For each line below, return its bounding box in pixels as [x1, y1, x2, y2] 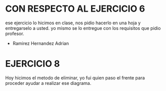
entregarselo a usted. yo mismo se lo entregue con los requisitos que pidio [5, 25, 161, 31]
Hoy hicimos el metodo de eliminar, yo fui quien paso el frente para [5, 74, 145, 81]
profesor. [5, 30, 24, 36]
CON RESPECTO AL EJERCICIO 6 [5, 3, 145, 15]
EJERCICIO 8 [5, 58, 60, 70]
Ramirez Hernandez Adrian [12, 40, 69, 46]
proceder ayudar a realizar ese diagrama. [5, 80, 92, 86]
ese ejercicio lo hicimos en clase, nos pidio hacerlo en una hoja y [5, 20, 141, 26]
